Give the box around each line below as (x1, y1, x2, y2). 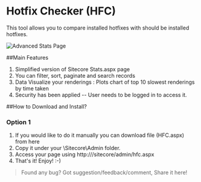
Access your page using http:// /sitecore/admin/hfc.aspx (14, 151, 155, 158)
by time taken (14, 84, 49, 92)
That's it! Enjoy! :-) (14, 157, 62, 165)
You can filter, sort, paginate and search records (14, 72, 136, 79)
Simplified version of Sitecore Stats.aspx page (14, 65, 130, 73)
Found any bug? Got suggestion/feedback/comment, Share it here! (21, 169, 188, 176)
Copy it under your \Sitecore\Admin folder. (14, 145, 121, 152)
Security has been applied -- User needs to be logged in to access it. (14, 91, 187, 98)
